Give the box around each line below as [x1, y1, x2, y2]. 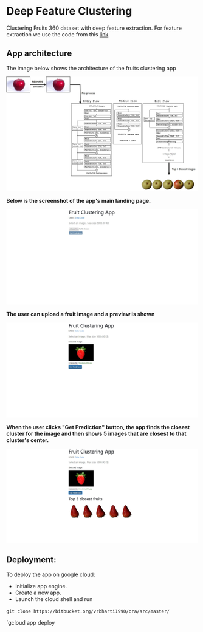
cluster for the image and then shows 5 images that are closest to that [6, 430, 187, 437]
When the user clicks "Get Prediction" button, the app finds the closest [6, 423, 190, 430]
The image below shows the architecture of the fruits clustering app [6, 64, 176, 72]
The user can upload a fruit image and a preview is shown [6, 311, 155, 318]
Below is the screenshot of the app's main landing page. [6, 197, 151, 205]
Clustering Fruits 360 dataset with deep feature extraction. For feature [6, 24, 182, 32]
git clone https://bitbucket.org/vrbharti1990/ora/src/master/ [6, 608, 170, 614]
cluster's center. [6, 436, 49, 444]
